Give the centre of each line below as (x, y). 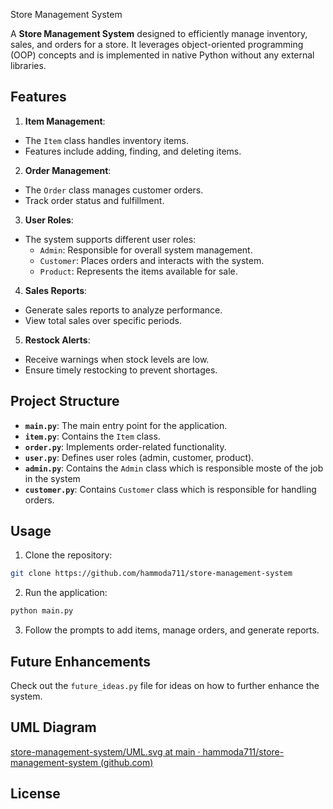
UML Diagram (53, 727)
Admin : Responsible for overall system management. (146, 250)
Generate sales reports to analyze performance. (123, 310)
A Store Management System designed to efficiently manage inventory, (159, 33)
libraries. (28, 65)
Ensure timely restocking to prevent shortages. (121, 370)
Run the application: (66, 593)
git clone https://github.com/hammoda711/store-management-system (151, 574)
